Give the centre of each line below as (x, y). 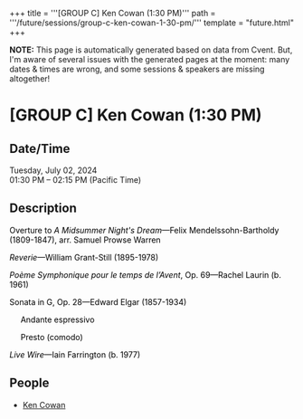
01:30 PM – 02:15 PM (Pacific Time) (76, 180)
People (29, 383)
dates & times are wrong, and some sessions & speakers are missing (137, 69)
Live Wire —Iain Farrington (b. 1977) (75, 354)
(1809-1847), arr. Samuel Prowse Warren (85, 240)
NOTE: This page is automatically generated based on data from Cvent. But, (151, 50)
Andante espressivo (57, 319)
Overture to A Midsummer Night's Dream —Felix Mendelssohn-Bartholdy (144, 230)
